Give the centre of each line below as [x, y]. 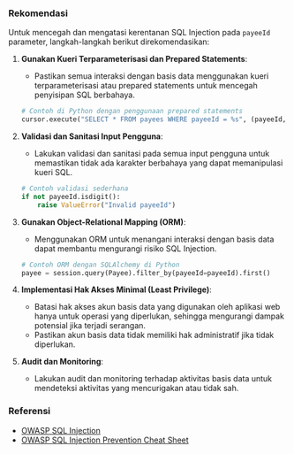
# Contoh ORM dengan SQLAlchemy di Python [100, 265]
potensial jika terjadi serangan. [90, 326]
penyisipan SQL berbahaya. [85, 95]
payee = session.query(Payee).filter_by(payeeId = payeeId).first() [146, 273]
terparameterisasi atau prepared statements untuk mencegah [146, 86]
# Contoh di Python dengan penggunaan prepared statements [132, 112]
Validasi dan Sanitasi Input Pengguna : [92, 136]
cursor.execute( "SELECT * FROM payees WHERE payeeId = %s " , [134, 119]
